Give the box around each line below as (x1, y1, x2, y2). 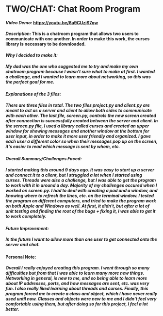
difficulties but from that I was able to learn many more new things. (5, 270, 145, 276)
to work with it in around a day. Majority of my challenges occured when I (5, 182, 157, 188)
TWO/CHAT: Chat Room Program (5, 3, 141, 15)
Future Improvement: (5, 225, 49, 231)
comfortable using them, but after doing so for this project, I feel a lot (5, 301, 148, 307)
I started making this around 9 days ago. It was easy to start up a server (5, 166, 155, 173)
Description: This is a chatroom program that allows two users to (5, 31, 139, 37)
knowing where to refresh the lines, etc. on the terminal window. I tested (5, 193, 154, 199)
